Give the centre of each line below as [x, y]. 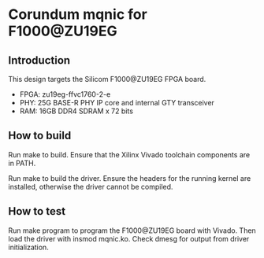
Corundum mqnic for [78, 15]
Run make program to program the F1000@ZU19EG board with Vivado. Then [132, 230]
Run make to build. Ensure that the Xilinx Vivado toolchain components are [129, 154]
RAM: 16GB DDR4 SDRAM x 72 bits [76, 111]
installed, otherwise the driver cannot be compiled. [91, 186]
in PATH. [22, 163]
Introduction [39, 60]
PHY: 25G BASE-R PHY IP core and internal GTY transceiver [117, 103]
